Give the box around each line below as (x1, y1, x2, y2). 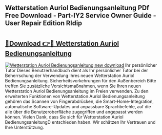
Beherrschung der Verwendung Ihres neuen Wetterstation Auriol (5, 73, 135, 78)
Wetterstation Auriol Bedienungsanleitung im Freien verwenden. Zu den (5, 88, 149, 94)
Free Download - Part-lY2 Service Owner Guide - (5, 12, 156, 20)
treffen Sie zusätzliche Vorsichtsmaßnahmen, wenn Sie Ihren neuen (5, 83, 142, 89)
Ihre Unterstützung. (5, 124, 44, 130)
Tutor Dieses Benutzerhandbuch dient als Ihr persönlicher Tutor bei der (5, 68, 148, 73)
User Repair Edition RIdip (5, 19, 82, 27)
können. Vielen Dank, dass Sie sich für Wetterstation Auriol (5, 114, 123, 120)
